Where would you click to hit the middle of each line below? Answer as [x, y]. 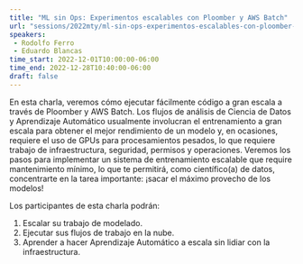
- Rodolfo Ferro [44, 43]
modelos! [27, 188]
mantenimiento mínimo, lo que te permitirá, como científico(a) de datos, [142, 168]
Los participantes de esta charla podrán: [85, 205]
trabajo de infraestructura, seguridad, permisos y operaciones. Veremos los [150, 150]
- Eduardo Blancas [48, 51]
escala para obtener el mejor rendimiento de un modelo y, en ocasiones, [144, 131]
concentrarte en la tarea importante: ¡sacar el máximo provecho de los [140, 178]
